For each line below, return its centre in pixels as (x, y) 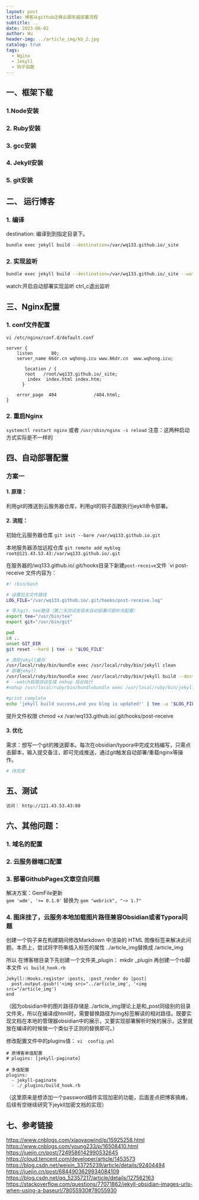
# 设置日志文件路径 (27, 595)
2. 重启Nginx (25, 416)
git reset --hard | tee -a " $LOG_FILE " (55, 649)
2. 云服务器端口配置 (34, 861)
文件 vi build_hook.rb (38, 967)
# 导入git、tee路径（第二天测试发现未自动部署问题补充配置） (72, 611)
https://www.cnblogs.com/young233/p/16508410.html (72, 1147)
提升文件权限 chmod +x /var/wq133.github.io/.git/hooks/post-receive (90, 716)
